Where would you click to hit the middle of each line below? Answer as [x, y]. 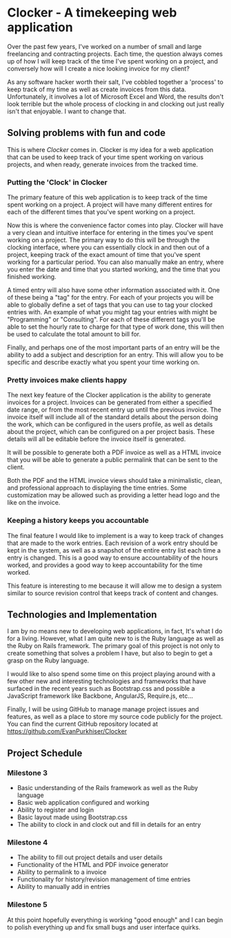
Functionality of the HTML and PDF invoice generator [93, 865]
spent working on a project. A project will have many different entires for [110, 204]
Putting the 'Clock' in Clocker [58, 182]
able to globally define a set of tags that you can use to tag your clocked [110, 305]
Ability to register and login [56, 810]
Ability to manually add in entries [63, 887]
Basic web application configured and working [83, 803]
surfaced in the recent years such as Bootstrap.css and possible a [101, 689]
